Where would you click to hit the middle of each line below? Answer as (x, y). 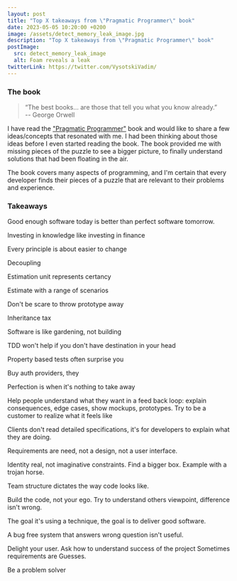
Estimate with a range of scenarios (58, 290)
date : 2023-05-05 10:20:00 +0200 (57, 27)
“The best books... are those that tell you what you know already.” (121, 107)
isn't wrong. (25, 507)
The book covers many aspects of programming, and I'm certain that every (117, 172)
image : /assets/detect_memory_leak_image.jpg (76, 34)
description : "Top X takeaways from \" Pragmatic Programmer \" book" (111, 41)
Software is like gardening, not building (65, 332)
